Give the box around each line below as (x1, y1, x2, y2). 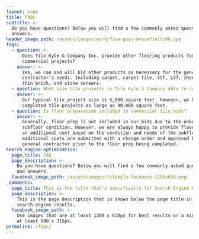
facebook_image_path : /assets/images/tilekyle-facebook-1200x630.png (11, 174, 187, 180)
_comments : (6, 180, 33, 186)
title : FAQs (6, 14, 36, 20)
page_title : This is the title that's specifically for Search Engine (11, 185, 190, 191)
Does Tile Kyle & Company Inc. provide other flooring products (21, 53, 184, 59)
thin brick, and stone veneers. (21, 81, 102, 87)
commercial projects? (21, 58, 76, 64)
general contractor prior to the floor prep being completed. (21, 141, 179, 147)
